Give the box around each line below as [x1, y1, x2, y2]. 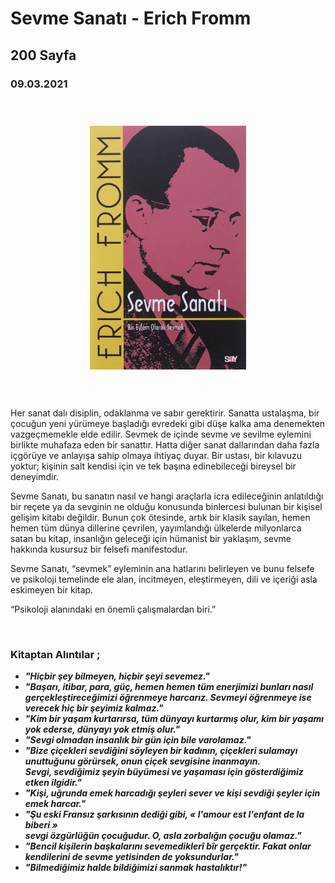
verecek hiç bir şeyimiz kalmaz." [24, 702, 164, 714]
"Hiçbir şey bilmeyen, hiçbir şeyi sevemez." [24, 670, 210, 682]
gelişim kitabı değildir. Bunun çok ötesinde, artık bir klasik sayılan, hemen [10, 512, 311, 524]
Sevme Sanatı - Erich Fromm [10, 7, 252, 30]
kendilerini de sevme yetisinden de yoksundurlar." [24, 851, 239, 863]
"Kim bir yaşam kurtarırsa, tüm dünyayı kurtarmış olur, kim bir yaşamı [24, 713, 325, 725]
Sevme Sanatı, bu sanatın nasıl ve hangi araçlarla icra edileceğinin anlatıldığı [10, 490, 324, 502]
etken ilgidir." [24, 777, 83, 789]
